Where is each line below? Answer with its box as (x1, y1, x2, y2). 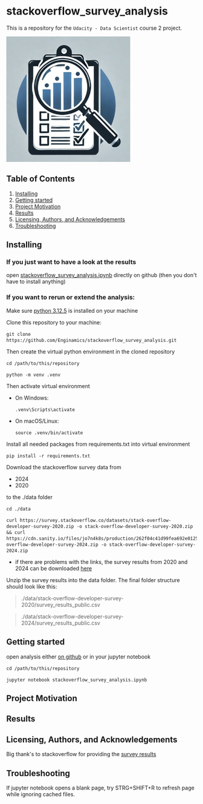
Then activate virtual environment (6, 382, 90, 389)
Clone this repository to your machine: (6, 318, 101, 326)
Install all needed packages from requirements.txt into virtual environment (6, 440, 190, 447)
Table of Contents (6, 174, 76, 184)
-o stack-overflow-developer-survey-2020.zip (76, 523, 193, 529)
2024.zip (6, 548, 28, 554)
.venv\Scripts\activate (14, 406, 76, 413)
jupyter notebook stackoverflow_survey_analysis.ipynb (6, 677, 147, 683)
